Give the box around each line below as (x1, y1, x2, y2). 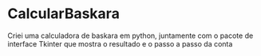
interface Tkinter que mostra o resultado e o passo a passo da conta (7, 39, 233, 48)
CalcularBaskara (7, 5, 121, 23)
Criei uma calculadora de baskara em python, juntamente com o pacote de (7, 31, 254, 40)
